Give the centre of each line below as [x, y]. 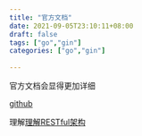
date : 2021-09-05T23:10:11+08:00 [71, 26]
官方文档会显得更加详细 [52, 85]
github [21, 103]
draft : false [33, 34]
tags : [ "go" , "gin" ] [46, 42]
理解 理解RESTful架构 [48, 122]
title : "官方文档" [41, 17]
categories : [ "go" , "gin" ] [57, 51]
